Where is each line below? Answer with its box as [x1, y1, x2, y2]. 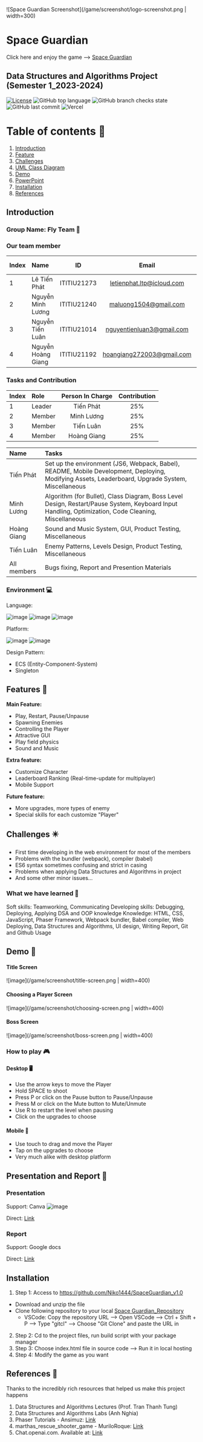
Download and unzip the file [14, 1301, 85, 1308]
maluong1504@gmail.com [109, 300, 185, 309]
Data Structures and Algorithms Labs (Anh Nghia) [14, 1409, 139, 1417]
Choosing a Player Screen [6, 991, 72, 998]
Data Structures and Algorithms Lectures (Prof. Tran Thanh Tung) [14, 1403, 178, 1410]
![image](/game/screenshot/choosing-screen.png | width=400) [6, 1004, 164, 1012]
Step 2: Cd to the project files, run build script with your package [14, 1332, 176, 1339]
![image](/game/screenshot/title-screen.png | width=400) [6, 977, 150, 984]
